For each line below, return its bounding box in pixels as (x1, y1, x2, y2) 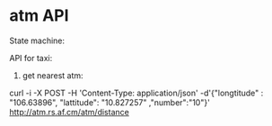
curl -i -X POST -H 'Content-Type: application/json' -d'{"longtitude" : (9, 87, 264, 98)
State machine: (9, 35, 66, 46)
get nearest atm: (22, 69, 83, 81)
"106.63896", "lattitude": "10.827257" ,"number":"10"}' (9, 96, 211, 108)
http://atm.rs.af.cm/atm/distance (9, 106, 130, 117)
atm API (9, 5, 69, 26)
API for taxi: (9, 52, 53, 63)
